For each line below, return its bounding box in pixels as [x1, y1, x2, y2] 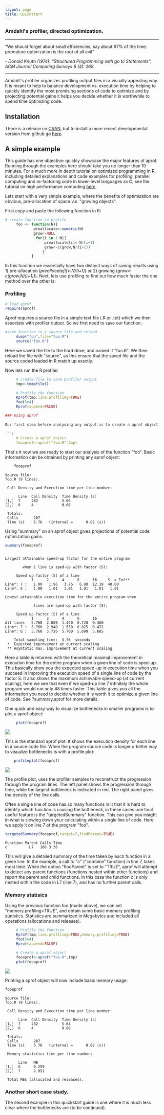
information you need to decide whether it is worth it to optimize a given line [5, 691, 158, 697]
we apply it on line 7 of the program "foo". [5, 822, 89, 828]
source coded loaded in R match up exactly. [5, 358, 94, 364]
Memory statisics [5, 891, 48, 898]
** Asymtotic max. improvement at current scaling [7, 646, 112, 651]
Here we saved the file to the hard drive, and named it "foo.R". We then [5, 347, 148, 353]
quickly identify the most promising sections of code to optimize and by [5, 88, 149, 93]
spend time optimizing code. [5, 98, 62, 104]
